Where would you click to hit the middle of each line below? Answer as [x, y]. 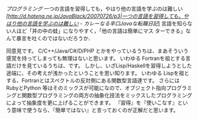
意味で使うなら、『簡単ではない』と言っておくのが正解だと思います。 [95, 110]
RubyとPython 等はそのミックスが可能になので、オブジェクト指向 [86, 88]
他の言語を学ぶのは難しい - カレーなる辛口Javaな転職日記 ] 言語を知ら [102, 23]
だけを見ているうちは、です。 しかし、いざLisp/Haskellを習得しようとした [101, 66]
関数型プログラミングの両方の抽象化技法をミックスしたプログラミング [107, 95]
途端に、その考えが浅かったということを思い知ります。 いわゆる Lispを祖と [98, 73]
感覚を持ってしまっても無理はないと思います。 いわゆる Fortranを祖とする [96, 58]
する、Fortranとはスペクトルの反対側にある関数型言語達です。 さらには [93, 81]
